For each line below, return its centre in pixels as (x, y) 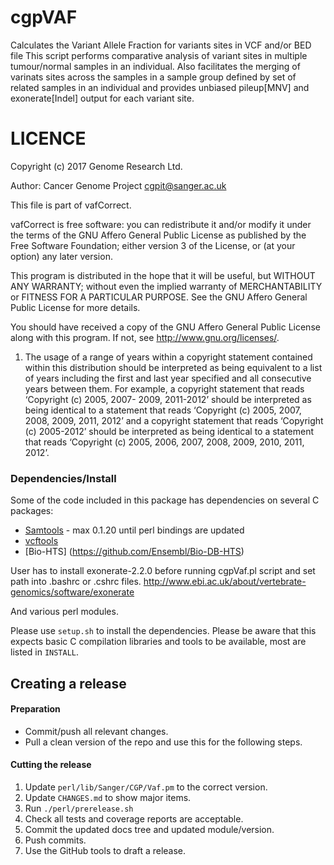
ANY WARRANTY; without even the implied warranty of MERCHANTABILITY (166, 286)
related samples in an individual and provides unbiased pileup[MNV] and (160, 87)
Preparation (35, 709)
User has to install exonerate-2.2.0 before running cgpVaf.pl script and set (163, 571)
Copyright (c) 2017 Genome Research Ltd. (96, 166)
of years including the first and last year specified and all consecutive (168, 378)
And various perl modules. (64, 612)
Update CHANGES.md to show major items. (108, 797)
